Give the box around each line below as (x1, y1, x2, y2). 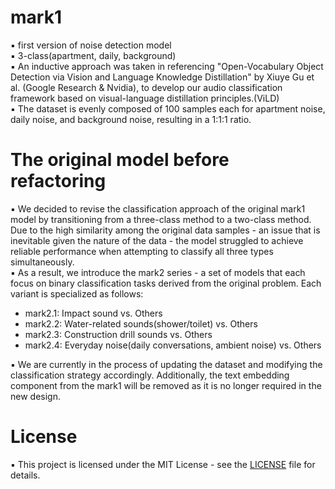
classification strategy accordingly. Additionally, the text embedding (10, 369, 290, 381)
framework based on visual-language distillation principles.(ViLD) (10, 92, 280, 104)
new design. (10, 390, 61, 402)
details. (10, 469, 41, 481)
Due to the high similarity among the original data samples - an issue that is (10, 224, 321, 236)
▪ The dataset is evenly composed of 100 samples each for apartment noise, (10, 102, 326, 115)
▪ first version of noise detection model (10, 39, 172, 51)
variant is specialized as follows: (10, 287, 144, 300)
